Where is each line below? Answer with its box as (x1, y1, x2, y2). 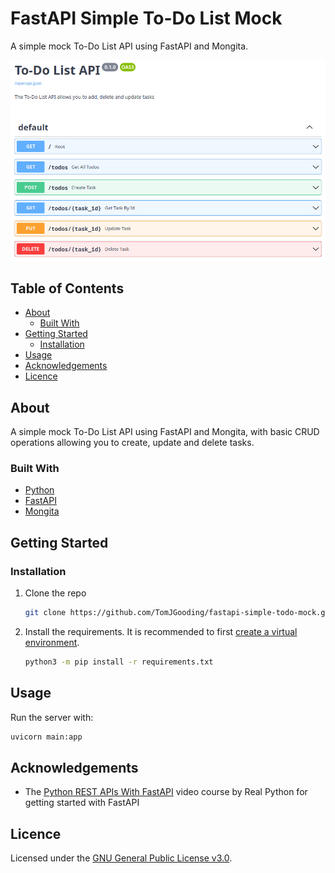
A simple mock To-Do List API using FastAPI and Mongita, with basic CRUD (10, 426, 320, 438)
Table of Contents (10, 280, 125, 297)
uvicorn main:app (10, 732, 83, 742)
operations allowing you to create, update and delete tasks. (10, 437, 255, 449)
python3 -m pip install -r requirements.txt (24, 657, 214, 667)
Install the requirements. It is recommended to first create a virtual (24, 626, 298, 638)
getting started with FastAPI (24, 797, 140, 809)
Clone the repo (24, 587, 87, 599)
